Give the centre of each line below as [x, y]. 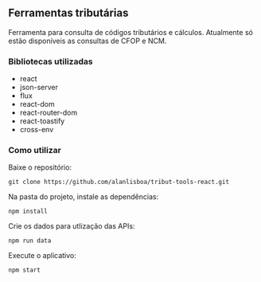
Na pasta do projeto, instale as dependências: [84, 197]
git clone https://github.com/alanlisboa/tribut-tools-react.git [119, 182]
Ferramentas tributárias [68, 13]
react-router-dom [49, 113]
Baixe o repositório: [40, 167]
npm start [25, 270]
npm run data [30, 241]
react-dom [37, 104]
